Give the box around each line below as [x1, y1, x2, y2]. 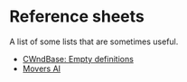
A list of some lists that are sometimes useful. [9, 36, 179, 47]
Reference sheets [9, 6, 145, 27]
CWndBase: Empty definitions [22, 53, 134, 64]
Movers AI [22, 63, 61, 74]
